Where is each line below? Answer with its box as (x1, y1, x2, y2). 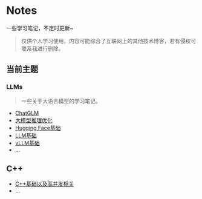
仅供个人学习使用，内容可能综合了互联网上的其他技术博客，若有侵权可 (21, 37, 197, 44)
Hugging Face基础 (15, 124, 61, 131)
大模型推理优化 (15, 116, 53, 124)
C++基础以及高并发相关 (15, 180, 74, 188)
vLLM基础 (15, 139, 41, 146)
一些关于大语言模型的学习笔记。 (21, 97, 101, 105)
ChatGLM (15, 109, 39, 117)
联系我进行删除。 (21, 45, 64, 52)
